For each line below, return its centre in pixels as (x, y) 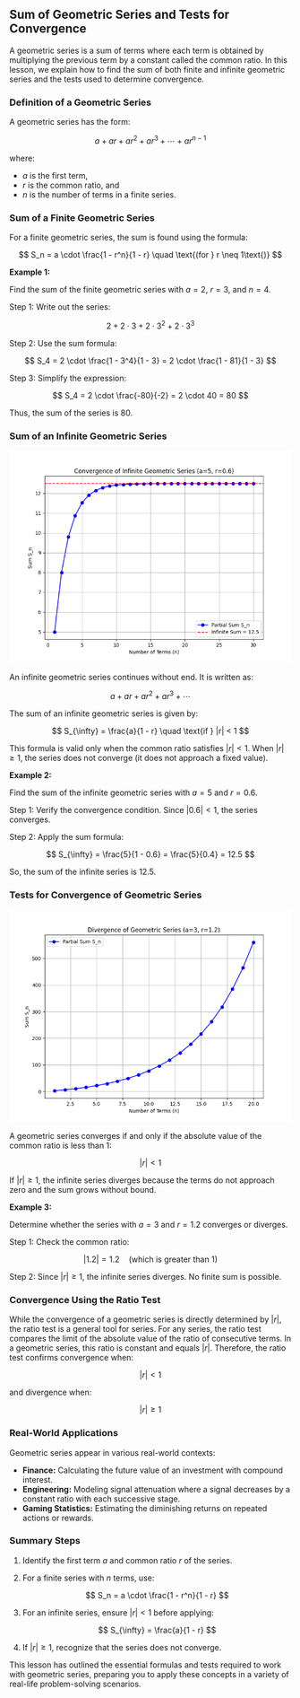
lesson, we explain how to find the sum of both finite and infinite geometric (147, 69)
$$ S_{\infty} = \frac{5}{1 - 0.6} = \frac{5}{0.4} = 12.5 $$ (150, 854)
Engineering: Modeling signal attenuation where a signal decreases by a (156, 1489)
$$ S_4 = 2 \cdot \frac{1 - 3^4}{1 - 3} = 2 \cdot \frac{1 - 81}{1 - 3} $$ (150, 360)
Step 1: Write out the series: (60, 307)
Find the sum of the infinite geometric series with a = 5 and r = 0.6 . (133, 792)
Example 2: (30, 775)
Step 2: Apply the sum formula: (66, 836)
